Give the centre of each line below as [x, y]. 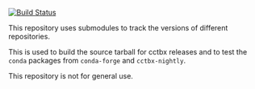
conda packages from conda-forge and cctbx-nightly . [97, 61]
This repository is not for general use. [71, 76]
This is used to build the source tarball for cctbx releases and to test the [128, 52]
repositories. [29, 36]
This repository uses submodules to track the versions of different [118, 28]
